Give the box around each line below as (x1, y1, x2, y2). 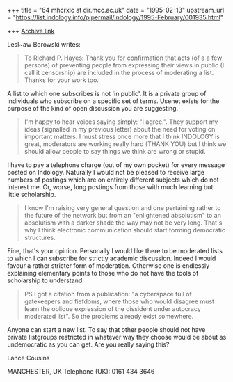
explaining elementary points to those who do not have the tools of (7, 269, 199, 277)
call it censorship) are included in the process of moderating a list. (24, 69, 214, 77)
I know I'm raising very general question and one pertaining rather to (24, 204, 221, 212)
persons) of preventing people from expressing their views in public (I (24, 61, 225, 69)
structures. (24, 233, 56, 241)
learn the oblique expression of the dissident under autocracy (24, 305, 202, 312)
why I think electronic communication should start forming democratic (24, 226, 226, 234)
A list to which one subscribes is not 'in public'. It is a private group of (7, 90, 207, 97)
